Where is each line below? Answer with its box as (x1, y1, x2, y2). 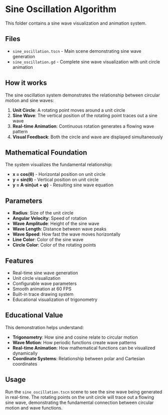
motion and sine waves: (5, 97, 54, 103)
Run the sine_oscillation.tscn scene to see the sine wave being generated (5, 388, 162, 395)
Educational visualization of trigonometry (12, 296, 98, 302)
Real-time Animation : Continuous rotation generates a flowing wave (12, 123, 154, 129)
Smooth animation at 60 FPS (12, 286, 72, 292)
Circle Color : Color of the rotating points (12, 242, 96, 248)
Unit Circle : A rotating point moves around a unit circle (12, 107, 125, 113)
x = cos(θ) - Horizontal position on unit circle (12, 171, 106, 177)
